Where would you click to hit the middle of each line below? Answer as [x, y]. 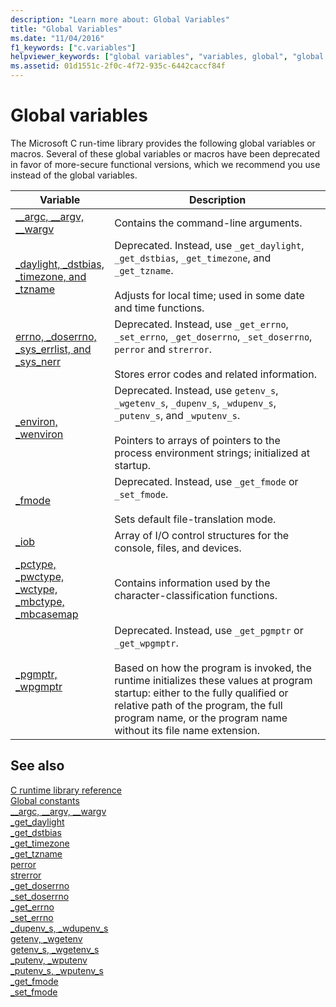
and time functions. [159, 308]
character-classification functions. [196, 595]
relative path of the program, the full [198, 705]
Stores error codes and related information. [215, 374]
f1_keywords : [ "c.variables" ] [73, 47]
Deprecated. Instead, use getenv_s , [196, 390]
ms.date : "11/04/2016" [57, 38]
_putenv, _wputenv [49, 960]
